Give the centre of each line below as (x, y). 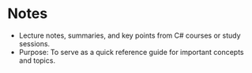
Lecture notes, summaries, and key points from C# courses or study (130, 35)
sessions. (34, 43)
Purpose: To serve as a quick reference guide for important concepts (131, 52)
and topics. (37, 60)
